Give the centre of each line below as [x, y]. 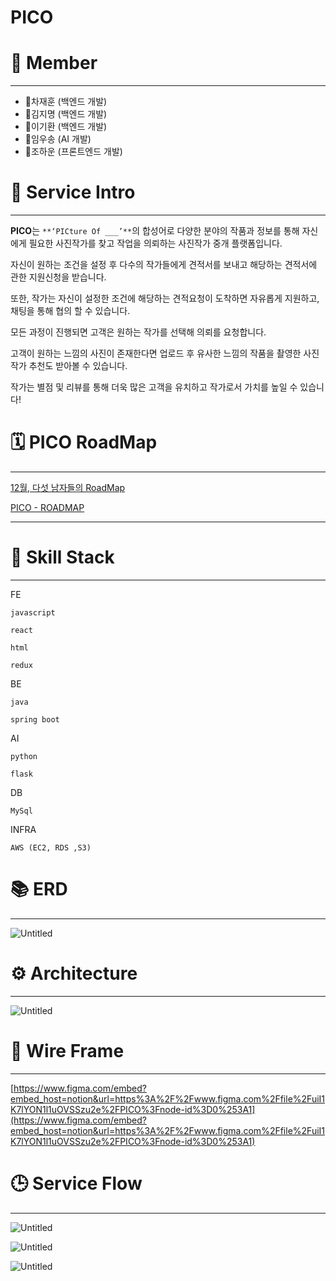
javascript [33, 612]
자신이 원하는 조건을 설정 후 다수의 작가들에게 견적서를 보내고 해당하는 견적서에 [164, 265]
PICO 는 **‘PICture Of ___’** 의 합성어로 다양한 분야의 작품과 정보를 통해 [155, 231]
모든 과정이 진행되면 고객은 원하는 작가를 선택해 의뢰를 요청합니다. [138, 332]
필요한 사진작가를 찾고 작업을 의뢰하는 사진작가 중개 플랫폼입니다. [155, 243]
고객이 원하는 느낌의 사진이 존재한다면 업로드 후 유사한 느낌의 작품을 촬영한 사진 [165, 353]
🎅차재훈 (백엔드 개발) [66, 102]
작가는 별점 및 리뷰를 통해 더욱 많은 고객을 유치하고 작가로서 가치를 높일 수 [154, 387]
